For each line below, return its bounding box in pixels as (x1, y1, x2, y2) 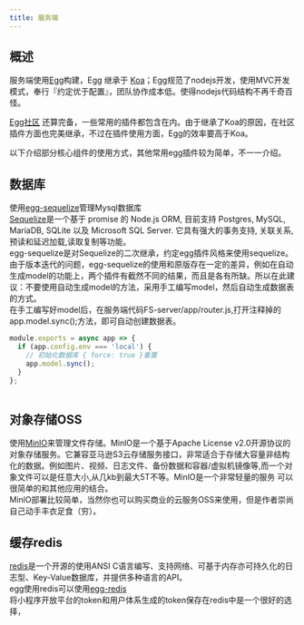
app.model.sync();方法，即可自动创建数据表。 (9, 316, 181, 327)
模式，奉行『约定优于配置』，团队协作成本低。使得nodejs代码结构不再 (9, 86, 270, 97)
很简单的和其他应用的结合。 (9, 483, 113, 494)
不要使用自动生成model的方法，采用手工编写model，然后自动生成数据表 (25, 282, 295, 293)
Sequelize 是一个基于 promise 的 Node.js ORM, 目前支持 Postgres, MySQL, (9, 214, 286, 225)
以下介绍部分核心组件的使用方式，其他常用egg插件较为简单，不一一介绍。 (9, 147, 287, 159)
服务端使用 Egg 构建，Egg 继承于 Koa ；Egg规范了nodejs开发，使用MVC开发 (9, 74, 290, 86)
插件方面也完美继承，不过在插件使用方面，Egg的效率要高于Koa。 (9, 128, 253, 139)
